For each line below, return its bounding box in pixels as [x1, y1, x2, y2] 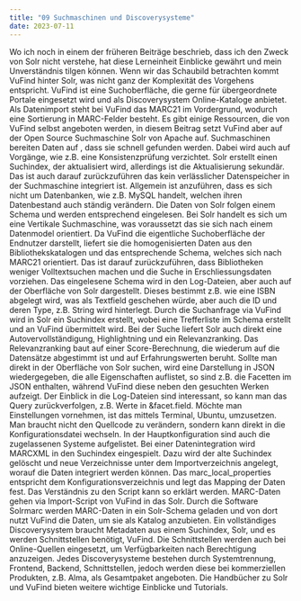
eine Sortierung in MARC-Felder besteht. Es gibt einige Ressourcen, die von [9, 113, 290, 124]
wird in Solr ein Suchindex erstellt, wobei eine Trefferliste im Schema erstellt [9, 314, 291, 325]
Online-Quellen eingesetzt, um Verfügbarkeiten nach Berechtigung [9, 543, 257, 554]
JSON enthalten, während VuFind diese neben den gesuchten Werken [9, 381, 270, 391]
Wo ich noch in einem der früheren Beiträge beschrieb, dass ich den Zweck [9, 46, 289, 57]
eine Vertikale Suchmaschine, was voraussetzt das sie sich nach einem [9, 218, 273, 229]
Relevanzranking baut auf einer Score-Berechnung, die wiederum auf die [9, 343, 280, 354]
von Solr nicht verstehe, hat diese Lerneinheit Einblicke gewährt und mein [9, 56, 282, 67]
